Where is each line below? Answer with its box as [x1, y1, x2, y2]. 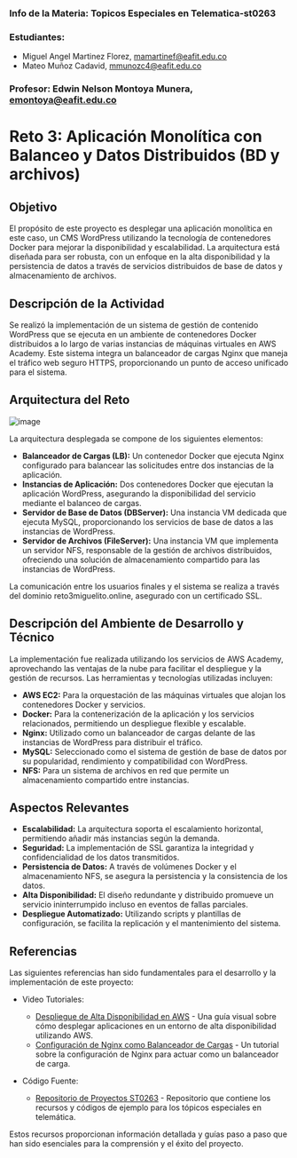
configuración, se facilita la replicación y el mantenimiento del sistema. [21, 918, 281, 929]
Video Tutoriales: [21, 994, 84, 1005]
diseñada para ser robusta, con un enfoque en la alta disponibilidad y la [9, 251, 270, 262]
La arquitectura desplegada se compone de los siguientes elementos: [9, 433, 263, 444]
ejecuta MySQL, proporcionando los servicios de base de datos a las [21, 516, 274, 527]
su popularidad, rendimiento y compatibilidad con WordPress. [21, 756, 248, 766]
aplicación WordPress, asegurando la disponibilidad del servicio [21, 488, 256, 499]
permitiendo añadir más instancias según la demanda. [21, 833, 220, 844]
